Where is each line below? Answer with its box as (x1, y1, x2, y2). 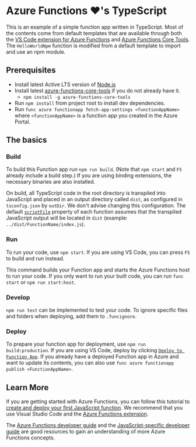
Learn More (6, 382, 49, 393)
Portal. (14, 118, 31, 125)
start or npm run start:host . (6, 278, 76, 286)
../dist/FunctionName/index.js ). (6, 221, 86, 228)
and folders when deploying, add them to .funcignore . (6, 313, 137, 320)
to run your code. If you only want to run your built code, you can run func (6, 272, 184, 279)
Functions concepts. (6, 434, 55, 441)
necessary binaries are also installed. (6, 178, 95, 185)
